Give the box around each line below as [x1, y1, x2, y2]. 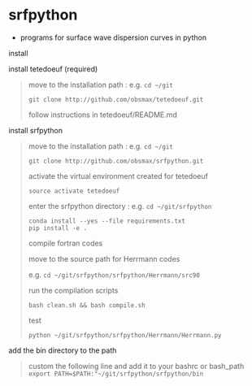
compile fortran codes [28, 238, 103, 248]
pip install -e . [28, 223, 88, 232]
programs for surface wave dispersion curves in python [20, 33, 207, 42]
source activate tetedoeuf [28, 187, 120, 195]
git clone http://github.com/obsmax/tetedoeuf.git [28, 95, 204, 103]
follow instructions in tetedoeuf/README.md [28, 110, 177, 119]
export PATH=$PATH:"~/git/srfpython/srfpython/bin [28, 370, 204, 378]
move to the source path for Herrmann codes [28, 254, 180, 263]
